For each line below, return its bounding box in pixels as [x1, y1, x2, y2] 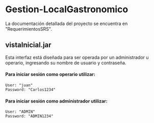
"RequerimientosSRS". [5, 26, 52, 32]
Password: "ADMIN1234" [5, 114, 54, 119]
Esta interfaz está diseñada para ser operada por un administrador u [5, 54, 149, 60]
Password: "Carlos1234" [5, 87, 56, 92]
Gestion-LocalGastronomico [5, 4, 129, 15]
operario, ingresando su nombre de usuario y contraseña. [5, 60, 126, 66]
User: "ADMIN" [5, 109, 36, 114]
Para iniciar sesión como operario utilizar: [5, 71, 95, 78]
